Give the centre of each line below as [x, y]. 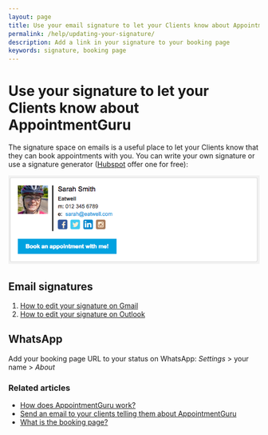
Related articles [39, 388]
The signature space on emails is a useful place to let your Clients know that [134, 147]
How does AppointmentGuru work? [78, 405]
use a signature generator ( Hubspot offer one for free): [99, 165]
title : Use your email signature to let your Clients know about [119, 25]
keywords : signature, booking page [67, 51]
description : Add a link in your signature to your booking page [119, 42]
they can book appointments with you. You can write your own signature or [132, 156]
